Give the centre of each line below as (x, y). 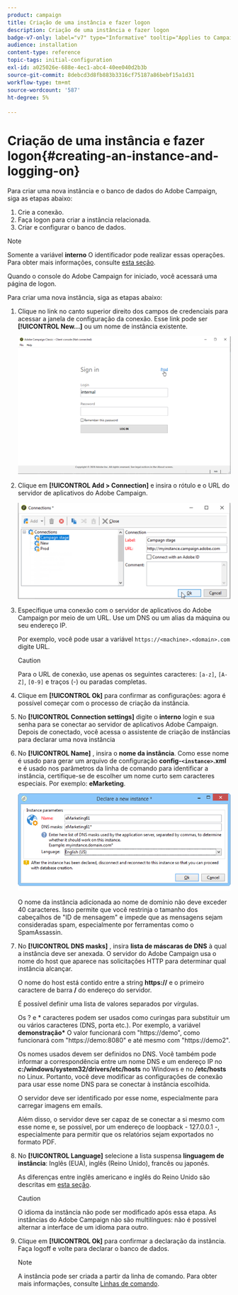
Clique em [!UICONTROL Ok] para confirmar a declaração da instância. (122, 1241)
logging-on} (44, 171)
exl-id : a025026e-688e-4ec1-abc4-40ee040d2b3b (77, 68)
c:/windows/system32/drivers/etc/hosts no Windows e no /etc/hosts (122, 1069)
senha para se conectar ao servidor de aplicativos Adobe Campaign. (118, 724)
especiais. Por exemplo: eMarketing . (72, 784)
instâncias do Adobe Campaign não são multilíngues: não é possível (117, 1220)
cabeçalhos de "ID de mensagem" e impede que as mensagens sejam (120, 917)
